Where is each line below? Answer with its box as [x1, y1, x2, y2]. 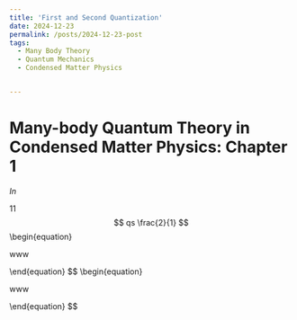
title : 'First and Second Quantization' [9, 13, 164, 22]
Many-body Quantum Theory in [9, 118, 250, 138]
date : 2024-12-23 [9, 22, 75, 31]
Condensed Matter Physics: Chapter [9, 137, 288, 157]
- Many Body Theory [17, 47, 91, 56]
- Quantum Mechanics [17, 55, 94, 64]
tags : [9, 38, 30, 48]
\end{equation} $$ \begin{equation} [9, 266, 143, 277]
